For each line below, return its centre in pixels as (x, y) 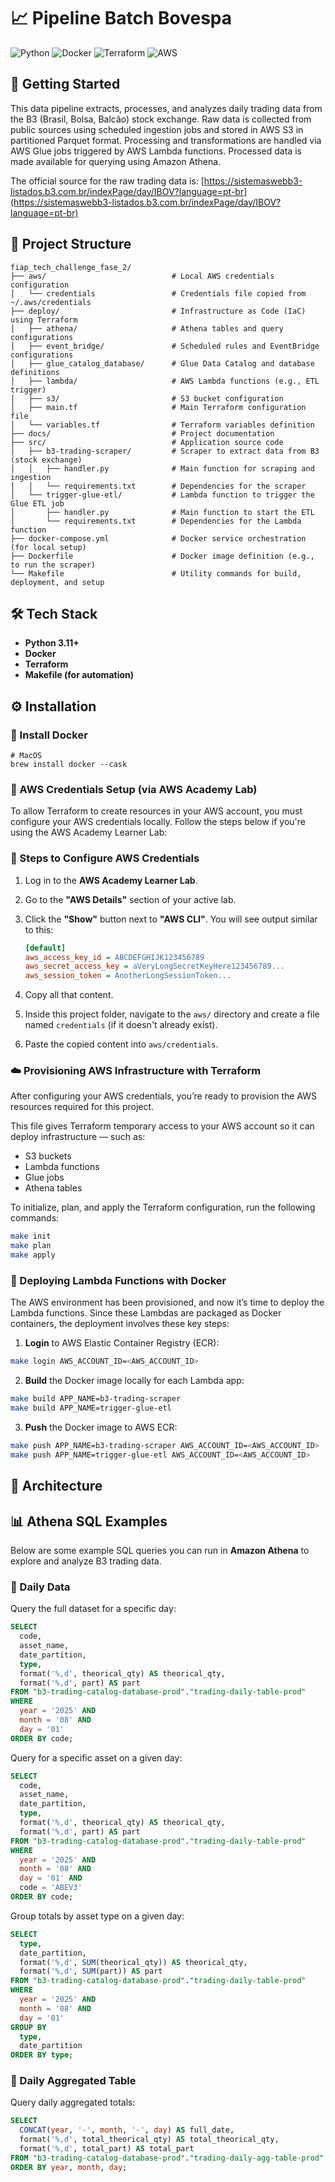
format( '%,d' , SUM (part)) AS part (91, 1971)
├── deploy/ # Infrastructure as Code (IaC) (158, 311)
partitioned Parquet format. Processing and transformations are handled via (166, 140)
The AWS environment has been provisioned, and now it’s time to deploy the (167, 1302)
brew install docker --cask (69, 765)
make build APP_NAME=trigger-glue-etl (91, 1408)
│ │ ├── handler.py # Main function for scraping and (162, 468)
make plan (31, 1246)
